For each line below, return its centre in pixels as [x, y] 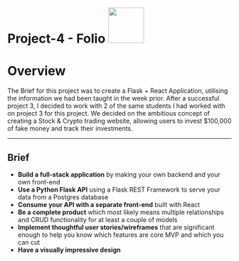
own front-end [39, 182]
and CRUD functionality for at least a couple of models [97, 219]
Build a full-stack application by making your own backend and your [119, 174]
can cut [29, 242]
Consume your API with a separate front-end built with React [109, 204]
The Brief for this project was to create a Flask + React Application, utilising [118, 91]
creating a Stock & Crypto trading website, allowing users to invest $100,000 [119, 121]
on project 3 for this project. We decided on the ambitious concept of [108, 113]
